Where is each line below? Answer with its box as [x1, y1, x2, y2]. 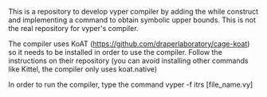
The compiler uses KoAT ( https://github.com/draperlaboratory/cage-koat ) [8, 39, 250, 48]
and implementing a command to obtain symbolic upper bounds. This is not [8, 15, 257, 25]
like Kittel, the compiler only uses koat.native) [8, 64, 158, 74]
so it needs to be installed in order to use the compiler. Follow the [8, 48, 223, 56]
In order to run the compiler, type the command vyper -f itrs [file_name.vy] [8, 80, 253, 89]
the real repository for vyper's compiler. [8, 24, 139, 33]
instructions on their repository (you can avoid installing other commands [8, 56, 249, 65]
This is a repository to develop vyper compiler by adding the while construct [8, 7, 259, 16]
